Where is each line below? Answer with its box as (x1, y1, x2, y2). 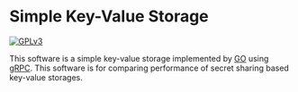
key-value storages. (9, 71, 83, 82)
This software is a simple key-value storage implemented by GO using (9, 53, 269, 63)
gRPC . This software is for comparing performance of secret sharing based (9, 63, 290, 73)
